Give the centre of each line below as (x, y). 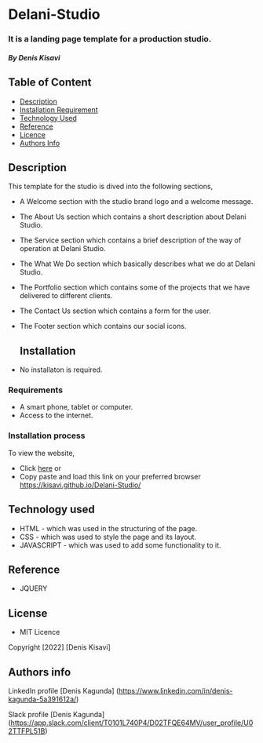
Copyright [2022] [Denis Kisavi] (60, 647)
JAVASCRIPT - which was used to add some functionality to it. (120, 545)
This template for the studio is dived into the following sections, (111, 187)
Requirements (36, 390)
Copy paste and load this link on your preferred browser (110, 476)
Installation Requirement (58, 109)
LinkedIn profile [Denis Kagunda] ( (64, 690)
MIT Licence (40, 632)
